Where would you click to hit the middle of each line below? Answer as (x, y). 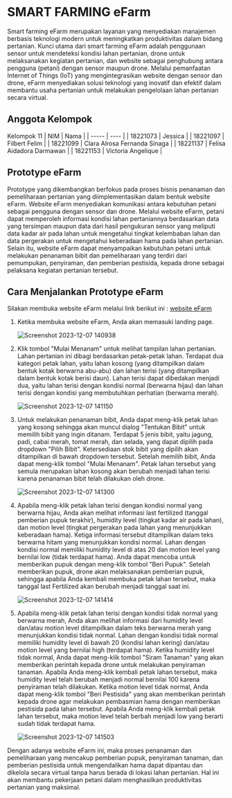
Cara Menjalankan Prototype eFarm (86, 292)
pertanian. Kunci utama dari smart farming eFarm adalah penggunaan (106, 46)
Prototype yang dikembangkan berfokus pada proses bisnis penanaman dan (116, 189)
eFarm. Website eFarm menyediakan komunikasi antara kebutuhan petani (112, 204)
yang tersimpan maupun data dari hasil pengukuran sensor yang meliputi (111, 226)
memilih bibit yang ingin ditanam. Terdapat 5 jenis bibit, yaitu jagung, (115, 434)
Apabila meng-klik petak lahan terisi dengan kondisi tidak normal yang (117, 613)
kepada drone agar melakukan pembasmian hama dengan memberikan (119, 702)
